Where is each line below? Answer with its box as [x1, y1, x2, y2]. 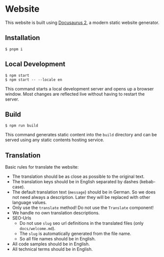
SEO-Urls [12, 215, 32, 221]
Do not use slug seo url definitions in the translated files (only [19, 220, 144, 226]
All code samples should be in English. [12, 241, 90, 247]
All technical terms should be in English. [12, 246, 93, 252]
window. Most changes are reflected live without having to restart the [5, 91, 145, 97]
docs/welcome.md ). [19, 226, 56, 232]
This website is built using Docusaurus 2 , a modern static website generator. [5, 20, 160, 25]
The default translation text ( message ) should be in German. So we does [12, 189, 156, 195]
